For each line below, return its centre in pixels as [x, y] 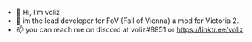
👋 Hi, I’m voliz [38, 12]
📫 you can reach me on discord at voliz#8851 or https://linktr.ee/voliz [130, 29]
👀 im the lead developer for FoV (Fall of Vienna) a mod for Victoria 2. [127, 21]
